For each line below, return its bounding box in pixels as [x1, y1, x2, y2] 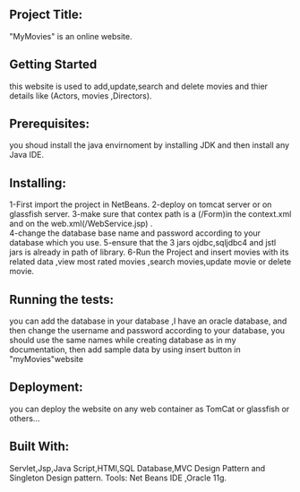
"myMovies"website [9, 354, 83, 365]
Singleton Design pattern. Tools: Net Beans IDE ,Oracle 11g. [9, 472, 227, 483]
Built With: [9, 439, 70, 454]
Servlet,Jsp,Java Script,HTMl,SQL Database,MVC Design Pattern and [9, 462, 266, 473]
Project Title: [9, 7, 83, 22]
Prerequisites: [9, 117, 90, 132]
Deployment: [9, 380, 83, 395]
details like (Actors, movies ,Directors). [9, 90, 152, 101]
